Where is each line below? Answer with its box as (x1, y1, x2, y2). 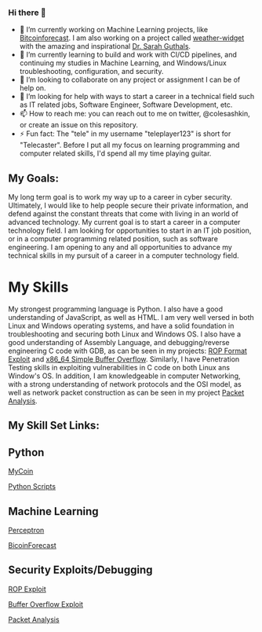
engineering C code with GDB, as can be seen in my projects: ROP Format (8, 346, 247, 356)
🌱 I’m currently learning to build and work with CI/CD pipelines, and (19, 50, 238, 60)
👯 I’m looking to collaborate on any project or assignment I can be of (19, 75, 241, 85)
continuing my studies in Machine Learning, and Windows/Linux (19, 58, 227, 68)
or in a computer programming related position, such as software (8, 234, 218, 244)
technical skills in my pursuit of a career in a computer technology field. (8, 251, 239, 260)
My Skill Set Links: (8, 419, 100, 432)
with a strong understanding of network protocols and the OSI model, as (8, 380, 242, 389)
